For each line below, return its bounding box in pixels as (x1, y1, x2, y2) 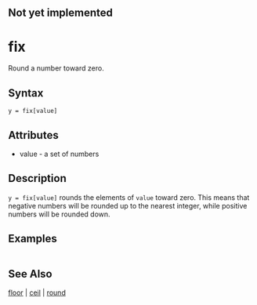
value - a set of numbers (19, 149, 100, 158)
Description (8, 172, 67, 185)
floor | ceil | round (8, 288, 67, 297)
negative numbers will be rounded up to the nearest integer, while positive (8, 201, 248, 210)
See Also (8, 267, 52, 281)
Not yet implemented (8, 6, 114, 20)
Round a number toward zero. (8, 64, 104, 73)
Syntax (8, 86, 44, 100)
